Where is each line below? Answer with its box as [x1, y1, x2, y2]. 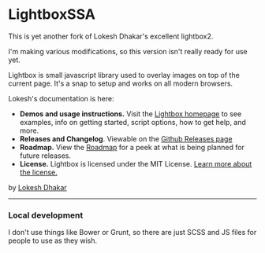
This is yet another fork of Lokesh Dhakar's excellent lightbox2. [8, 31, 214, 41]
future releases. [19, 151, 71, 160]
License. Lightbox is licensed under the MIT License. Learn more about [19, 159, 252, 168]
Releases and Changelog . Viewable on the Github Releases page [19, 134, 233, 143]
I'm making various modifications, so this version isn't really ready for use [8, 46, 248, 56]
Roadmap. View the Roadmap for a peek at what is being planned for [19, 142, 244, 152]
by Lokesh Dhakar [8, 182, 67, 192]
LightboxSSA [8, 5, 96, 24]
